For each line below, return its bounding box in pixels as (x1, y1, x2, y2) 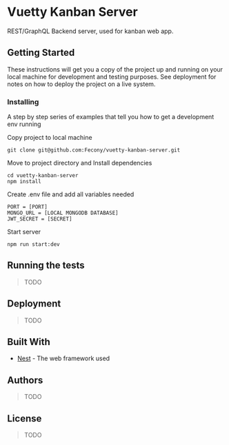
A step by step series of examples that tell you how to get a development (7, 113, 215, 121)
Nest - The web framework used (17, 354, 110, 362)
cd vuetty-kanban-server (7, 172, 79, 179)
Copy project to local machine (7, 134, 92, 142)
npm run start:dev (7, 241, 60, 248)
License (7, 413, 42, 424)
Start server (7, 228, 41, 236)
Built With (7, 336, 50, 348)
